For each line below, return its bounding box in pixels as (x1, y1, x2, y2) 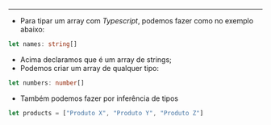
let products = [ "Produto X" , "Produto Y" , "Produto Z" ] (8, 109, 204, 117)
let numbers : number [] (8, 78, 85, 87)
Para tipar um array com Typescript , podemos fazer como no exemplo (19, 16, 254, 25)
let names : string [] (8, 40, 78, 48)
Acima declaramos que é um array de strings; (19, 54, 172, 65)
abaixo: (19, 25, 45, 34)
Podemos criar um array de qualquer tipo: (19, 63, 160, 73)
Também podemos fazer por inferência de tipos (19, 94, 179, 103)
